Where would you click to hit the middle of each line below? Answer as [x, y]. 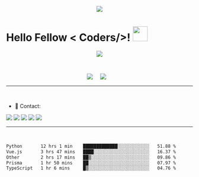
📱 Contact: [28, 106]
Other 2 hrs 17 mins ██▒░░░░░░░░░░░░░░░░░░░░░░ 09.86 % [91, 157]
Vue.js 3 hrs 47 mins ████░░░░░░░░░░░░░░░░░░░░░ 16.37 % [91, 151]
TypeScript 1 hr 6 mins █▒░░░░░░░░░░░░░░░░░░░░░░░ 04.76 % [91, 168]
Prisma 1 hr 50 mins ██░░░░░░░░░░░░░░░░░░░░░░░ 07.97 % [91, 163]
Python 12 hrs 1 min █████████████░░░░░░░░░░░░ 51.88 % [91, 146]
